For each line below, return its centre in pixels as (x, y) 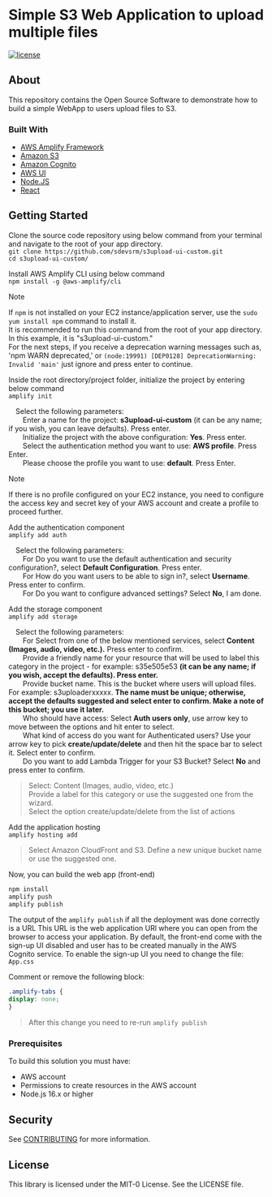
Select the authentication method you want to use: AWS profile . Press (140, 446)
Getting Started (48, 215)
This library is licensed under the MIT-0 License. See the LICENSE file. (126, 1184)
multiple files (54, 32)
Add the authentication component (67, 527)
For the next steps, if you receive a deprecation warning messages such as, (135, 347)
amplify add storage (43, 617)
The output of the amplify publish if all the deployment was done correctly (134, 919)
